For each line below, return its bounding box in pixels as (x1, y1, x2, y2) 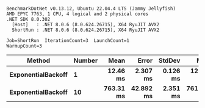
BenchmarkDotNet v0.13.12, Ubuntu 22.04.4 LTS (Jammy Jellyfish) (6, 5, 176, 12)
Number (73, 56, 98, 65)
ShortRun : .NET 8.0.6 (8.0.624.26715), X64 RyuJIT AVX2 (12, 27, 160, 33)
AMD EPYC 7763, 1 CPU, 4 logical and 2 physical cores (6, 11, 149, 17)
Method (27, 56, 51, 65)
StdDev (158, 56, 181, 65)
